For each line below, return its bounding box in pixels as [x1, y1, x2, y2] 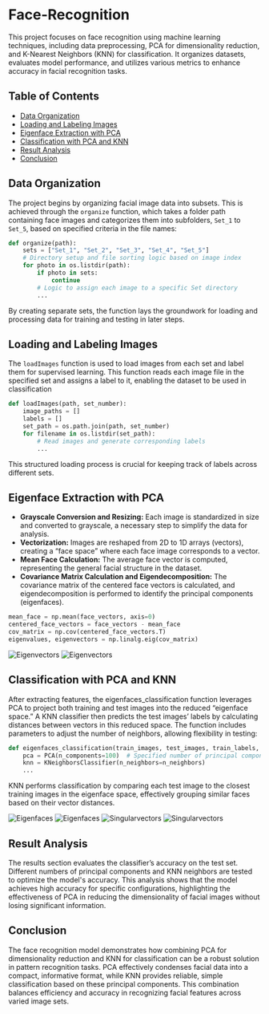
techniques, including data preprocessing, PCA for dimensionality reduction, [8, 40, 260, 50]
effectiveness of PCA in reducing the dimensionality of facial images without [8, 892, 260, 902]
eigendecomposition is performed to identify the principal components [19, 589, 254, 598]
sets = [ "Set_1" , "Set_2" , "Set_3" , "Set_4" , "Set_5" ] [22, 246, 210, 254]
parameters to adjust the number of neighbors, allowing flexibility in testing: [8, 728, 258, 738]
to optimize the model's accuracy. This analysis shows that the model [8, 874, 238, 884]
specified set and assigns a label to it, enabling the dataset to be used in [8, 375, 247, 386]
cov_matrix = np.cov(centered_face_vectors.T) [8, 628, 167, 636]
